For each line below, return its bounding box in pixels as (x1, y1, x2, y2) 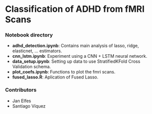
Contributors (5, 86, 37, 93)
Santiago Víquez (12, 103, 46, 109)
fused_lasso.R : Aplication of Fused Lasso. (12, 74, 98, 80)
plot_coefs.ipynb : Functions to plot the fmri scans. (12, 69, 116, 75)
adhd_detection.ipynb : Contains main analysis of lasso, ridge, (12, 43, 139, 49)
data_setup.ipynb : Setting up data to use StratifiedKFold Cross (12, 58, 141, 65)
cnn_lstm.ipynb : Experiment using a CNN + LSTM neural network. (12, 53, 148, 59)
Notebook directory (5, 32, 53, 38)
